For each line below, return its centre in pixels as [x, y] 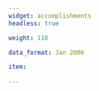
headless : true [34, 23]
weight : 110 [28, 38]
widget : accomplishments [50, 16]
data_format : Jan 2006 [46, 52]
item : [17, 67]
